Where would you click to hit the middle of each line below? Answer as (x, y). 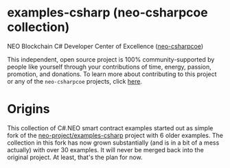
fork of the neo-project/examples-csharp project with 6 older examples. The (115, 135)
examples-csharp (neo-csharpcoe (107, 13)
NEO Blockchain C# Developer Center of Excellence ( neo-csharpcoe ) (105, 46)
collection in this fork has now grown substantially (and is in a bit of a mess (113, 143)
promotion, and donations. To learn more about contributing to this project (112, 74)
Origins (28, 109)
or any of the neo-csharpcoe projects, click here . (75, 81)
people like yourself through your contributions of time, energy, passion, (109, 67)
